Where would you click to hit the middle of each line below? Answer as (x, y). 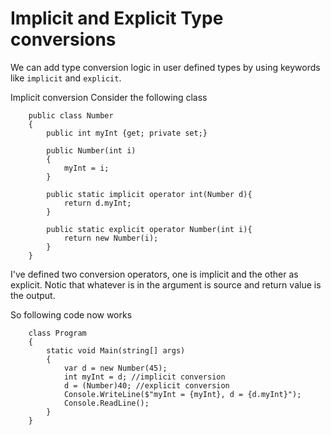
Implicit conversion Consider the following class (109, 97)
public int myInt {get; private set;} (127, 133)
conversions (63, 39)
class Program (57, 333)
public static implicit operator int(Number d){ (149, 194)
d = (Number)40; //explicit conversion (146, 385)
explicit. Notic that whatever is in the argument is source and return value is (166, 284)
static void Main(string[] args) (116, 350)
